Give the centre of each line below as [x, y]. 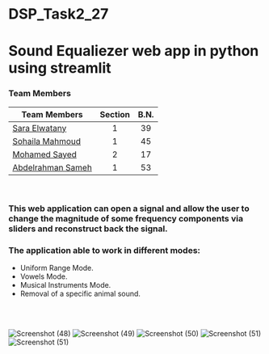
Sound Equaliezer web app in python [134, 51]
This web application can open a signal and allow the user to [129, 209]
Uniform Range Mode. [57, 268]
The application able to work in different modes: [104, 250]
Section [115, 114]
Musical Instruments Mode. [65, 284]
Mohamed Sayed [44, 154]
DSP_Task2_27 [59, 14]
